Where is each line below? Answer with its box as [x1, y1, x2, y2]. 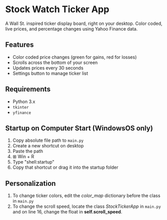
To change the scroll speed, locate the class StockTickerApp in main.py [12, 203, 161, 209]
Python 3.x [12, 98, 35, 105]
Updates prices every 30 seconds [12, 65, 83, 71]
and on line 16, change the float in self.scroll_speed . [12, 209, 122, 215]
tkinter [12, 105, 29, 110]
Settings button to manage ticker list [12, 70, 89, 76]
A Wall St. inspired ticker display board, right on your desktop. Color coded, [5, 20, 163, 26]
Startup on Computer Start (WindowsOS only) [5, 123, 153, 133]
